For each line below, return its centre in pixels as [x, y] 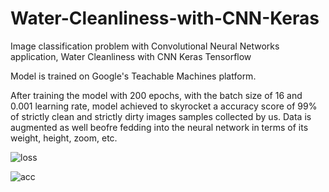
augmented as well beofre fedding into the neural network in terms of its [159, 127]
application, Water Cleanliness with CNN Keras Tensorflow [131, 56]
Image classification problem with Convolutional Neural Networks [145, 46]
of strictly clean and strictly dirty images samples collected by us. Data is [161, 116]
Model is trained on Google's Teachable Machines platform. [133, 76]
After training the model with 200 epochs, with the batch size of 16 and [156, 95]
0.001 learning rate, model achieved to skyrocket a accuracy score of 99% [164, 106]
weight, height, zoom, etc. [64, 138]
